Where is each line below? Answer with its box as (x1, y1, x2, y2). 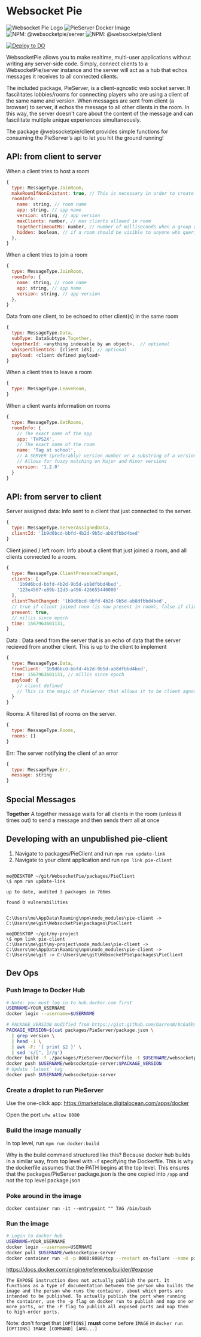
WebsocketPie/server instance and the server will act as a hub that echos (6, 66, 188, 73)
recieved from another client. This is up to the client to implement (6, 643, 167, 651)
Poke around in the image (6, 1192, 82, 1200)
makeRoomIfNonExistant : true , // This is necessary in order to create (11, 190, 194, 196)
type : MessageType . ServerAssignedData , (11, 525, 111, 531)
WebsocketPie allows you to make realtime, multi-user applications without (6, 53, 191, 61)
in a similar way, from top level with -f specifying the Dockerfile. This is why (6, 1158, 194, 1165)
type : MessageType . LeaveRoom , (11, 386, 87, 392)
